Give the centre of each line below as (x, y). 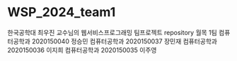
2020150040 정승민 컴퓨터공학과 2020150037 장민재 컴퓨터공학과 (125, 41)
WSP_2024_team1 (62, 12)
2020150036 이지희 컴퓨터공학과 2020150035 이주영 (82, 50)
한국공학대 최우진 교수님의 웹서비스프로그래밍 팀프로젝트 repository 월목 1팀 (112, 32)
